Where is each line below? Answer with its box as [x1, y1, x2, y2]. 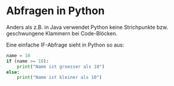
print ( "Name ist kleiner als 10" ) [17, 75, 102, 81]
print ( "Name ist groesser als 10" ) [17, 64, 105, 70]
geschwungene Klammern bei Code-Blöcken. [6, 29, 118, 37]
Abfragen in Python [6, 4, 105, 18]
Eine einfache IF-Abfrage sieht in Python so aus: [6, 41, 125, 48]
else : [6, 69, 20, 75]
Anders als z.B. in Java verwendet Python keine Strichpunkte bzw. [6, 24, 168, 31]
